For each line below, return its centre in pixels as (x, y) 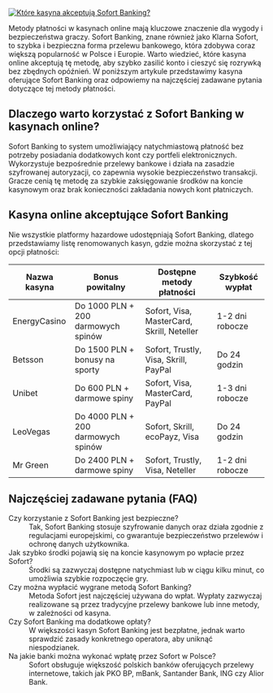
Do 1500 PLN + (104, 349)
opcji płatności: (34, 252)
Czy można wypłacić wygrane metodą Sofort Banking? (100, 588)
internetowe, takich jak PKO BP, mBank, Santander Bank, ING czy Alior (146, 674)
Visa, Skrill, (166, 359)
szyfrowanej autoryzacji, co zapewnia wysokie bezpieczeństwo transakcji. (133, 172)
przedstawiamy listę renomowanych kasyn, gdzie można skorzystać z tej (130, 243)
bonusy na (95, 359)
